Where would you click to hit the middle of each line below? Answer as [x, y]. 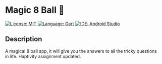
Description [24, 39]
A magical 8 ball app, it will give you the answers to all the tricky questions [81, 51]
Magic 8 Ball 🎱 [35, 10]
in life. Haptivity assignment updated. [43, 56]
